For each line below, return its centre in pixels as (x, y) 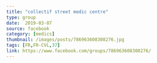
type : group (21, 17)
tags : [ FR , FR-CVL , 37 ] (33, 46)
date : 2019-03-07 (29, 23)
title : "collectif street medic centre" (58, 12)
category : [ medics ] (31, 34)
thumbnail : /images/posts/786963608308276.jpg (65, 40)
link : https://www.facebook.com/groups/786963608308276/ (79, 51)
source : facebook (28, 28)
